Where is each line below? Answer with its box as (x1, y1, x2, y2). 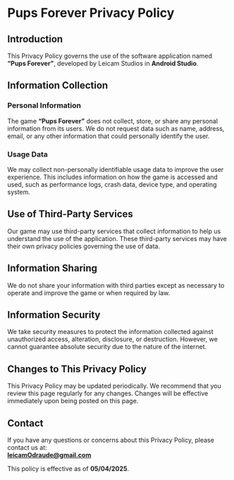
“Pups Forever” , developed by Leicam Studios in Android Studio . (7, 59, 199, 68)
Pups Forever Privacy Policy (7, 5, 175, 21)
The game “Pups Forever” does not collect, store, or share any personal (7, 116, 218, 125)
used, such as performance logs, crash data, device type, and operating (7, 180, 217, 188)
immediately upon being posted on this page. (7, 397, 139, 405)
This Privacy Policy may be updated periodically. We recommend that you (7, 382, 222, 390)
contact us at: (7, 443, 47, 452)
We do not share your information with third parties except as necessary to (7, 281, 225, 290)
